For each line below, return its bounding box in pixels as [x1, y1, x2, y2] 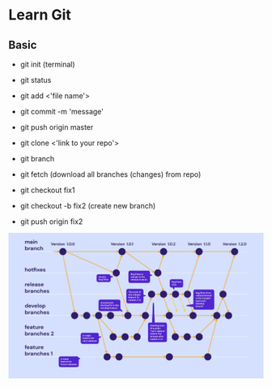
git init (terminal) [19, 59, 75, 69]
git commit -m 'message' [19, 107, 104, 116]
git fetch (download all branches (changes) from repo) [19, 170, 202, 179]
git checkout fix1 [19, 185, 75, 195]
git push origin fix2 [19, 217, 83, 226]
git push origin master [19, 123, 94, 131]
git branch [19, 154, 55, 163]
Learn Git [8, 6, 71, 24]
